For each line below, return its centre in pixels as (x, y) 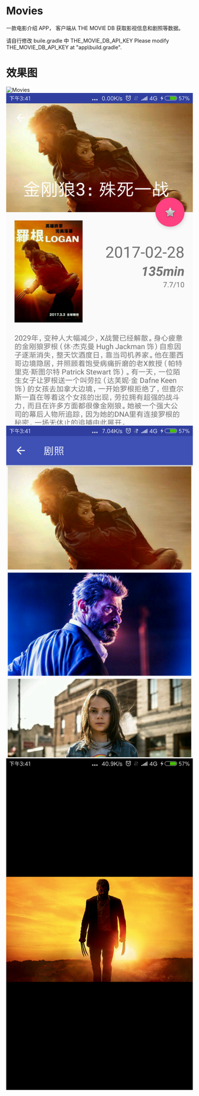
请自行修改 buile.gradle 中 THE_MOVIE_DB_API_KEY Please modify (88, 40)
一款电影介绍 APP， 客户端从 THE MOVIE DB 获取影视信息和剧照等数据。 (95, 28)
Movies (25, 11)
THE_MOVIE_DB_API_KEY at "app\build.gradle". (64, 47)
